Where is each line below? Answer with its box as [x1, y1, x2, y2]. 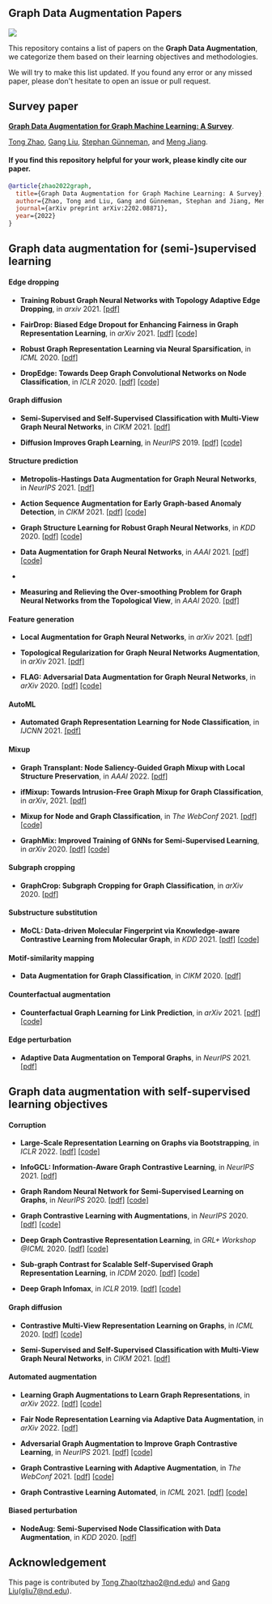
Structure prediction [8, 456, 79, 466]
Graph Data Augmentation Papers [8, 6, 182, 20]
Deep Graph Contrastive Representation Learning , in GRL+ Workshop [19, 1235, 257, 1245]
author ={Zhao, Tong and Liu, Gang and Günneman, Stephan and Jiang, [15, 197, 252, 205]
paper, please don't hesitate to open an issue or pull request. [8, 76, 211, 86]
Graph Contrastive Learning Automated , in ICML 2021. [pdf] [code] [19, 1487, 249, 1497]
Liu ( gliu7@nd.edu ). [8, 1585, 72, 1595]
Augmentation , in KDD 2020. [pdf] [19, 1532, 138, 1542]
